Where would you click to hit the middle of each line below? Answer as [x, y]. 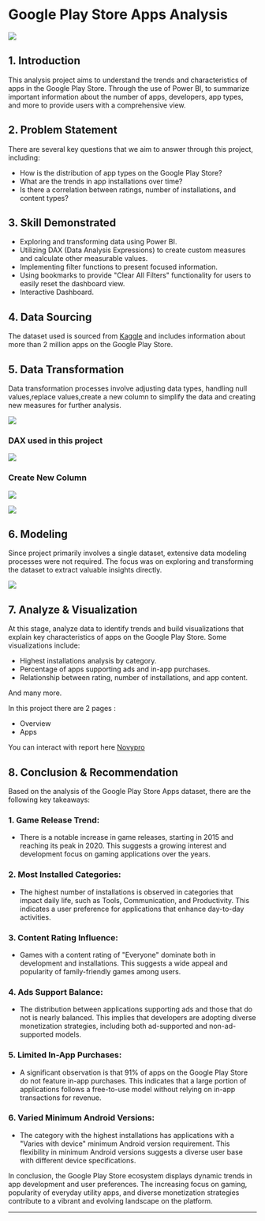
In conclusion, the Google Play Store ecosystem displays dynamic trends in [130, 1175]
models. [68, 1034]
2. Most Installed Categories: [65, 875]
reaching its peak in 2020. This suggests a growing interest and [123, 846]
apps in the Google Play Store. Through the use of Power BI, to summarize [129, 88]
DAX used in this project [56, 440]
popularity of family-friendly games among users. [100, 971]
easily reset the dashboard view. [72, 284]
